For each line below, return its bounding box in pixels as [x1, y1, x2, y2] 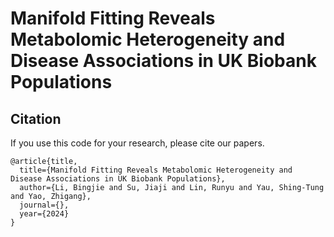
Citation [10, 110, 62, 127]
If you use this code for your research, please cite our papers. [10, 137, 265, 149]
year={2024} [19, 209, 70, 219]
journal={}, [19, 200, 70, 210]
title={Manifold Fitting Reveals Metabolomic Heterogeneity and [19, 165, 293, 175]
